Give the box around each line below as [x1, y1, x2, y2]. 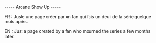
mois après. [4, 19, 28, 24]
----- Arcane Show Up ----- [4, 4, 61, 10]
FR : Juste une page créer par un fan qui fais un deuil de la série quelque [4, 14, 151, 19]
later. [4, 34, 15, 39]
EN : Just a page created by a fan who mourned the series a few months [4, 28, 151, 34]
